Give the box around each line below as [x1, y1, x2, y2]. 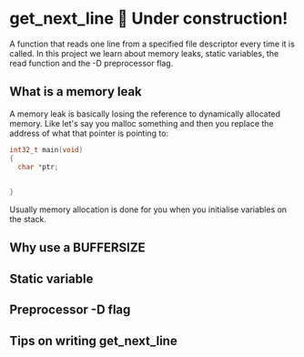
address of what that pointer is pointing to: [9, 127, 169, 138]
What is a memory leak [9, 84, 143, 99]
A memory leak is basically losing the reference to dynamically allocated [9, 108, 280, 119]
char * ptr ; [17, 162, 59, 171]
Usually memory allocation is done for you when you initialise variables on [9, 204, 288, 215]
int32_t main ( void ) [9, 145, 84, 154]
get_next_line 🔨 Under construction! [9, 8, 289, 29]
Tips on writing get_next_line [9, 332, 177, 349]
